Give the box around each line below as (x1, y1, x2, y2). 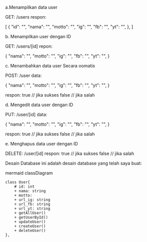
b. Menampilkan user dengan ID (5, 34, 71, 39)
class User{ (5, 180, 30, 185)
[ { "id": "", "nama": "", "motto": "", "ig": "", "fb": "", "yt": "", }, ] (5, 24, 133, 30)
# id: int (14, 184, 35, 189)
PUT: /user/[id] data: (5, 112, 48, 117)
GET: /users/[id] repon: (5, 43, 53, 49)
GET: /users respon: (5, 14, 47, 20)
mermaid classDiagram (5, 170, 53, 176)
